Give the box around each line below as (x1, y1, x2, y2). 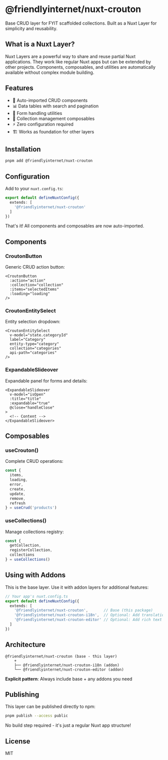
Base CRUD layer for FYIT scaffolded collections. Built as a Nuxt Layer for (5, 20, 157, 26)
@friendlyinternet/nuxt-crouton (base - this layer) (5, 654, 117, 659)
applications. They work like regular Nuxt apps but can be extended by (5, 59, 151, 65)
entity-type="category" (9, 341, 59, 347)
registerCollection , (9, 548, 52, 553)
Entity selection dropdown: (5, 319, 61, 325)
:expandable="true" (9, 401, 50, 406)
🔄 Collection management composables (12, 115, 95, 121)
